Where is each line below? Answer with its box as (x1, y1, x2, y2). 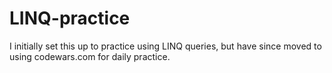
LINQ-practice (9, 7, 131, 30)
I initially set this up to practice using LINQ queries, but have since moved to (9, 40, 322, 52)
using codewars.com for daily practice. (9, 50, 171, 62)
